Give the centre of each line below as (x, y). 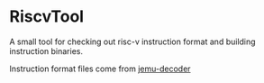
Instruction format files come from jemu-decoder (100, 69)
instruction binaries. (46, 51)
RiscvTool (46, 17)
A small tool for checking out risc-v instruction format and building (132, 41)
